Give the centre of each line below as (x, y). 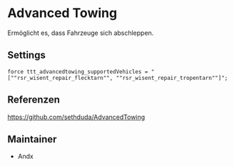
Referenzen (34, 100)
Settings (27, 55)
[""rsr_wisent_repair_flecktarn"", (60, 78)
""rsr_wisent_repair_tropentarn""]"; (172, 78)
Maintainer (32, 139)
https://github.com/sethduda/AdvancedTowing (76, 117)
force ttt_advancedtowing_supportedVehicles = (78, 72)
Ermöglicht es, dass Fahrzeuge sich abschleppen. (81, 33)
